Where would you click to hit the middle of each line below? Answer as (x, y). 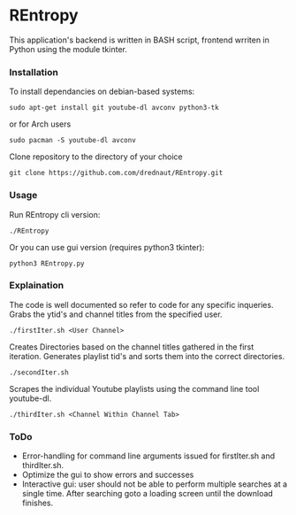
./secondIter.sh (39, 373)
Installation (34, 72)
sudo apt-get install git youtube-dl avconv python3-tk (114, 108)
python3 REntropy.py (47, 263)
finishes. (38, 503)
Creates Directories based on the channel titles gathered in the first (132, 347)
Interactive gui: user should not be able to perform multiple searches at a (155, 484)
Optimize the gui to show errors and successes (108, 475)
